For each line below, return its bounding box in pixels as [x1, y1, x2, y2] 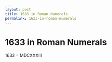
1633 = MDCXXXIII [5, 52, 42, 58]
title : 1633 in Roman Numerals [5, 12, 68, 16]
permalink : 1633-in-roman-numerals [5, 16, 77, 21]
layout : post [5, 7, 31, 12]
